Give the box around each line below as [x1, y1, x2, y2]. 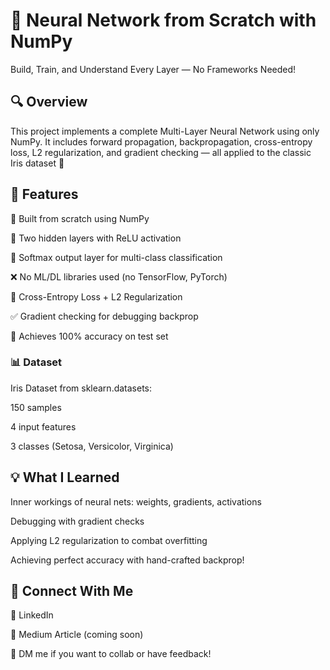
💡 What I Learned [10, 469, 120, 486]
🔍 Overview [10, 94, 88, 111]
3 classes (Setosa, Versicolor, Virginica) [10, 440, 174, 452]
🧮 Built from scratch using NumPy [10, 212, 150, 224]
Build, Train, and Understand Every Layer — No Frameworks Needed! [10, 63, 297, 75]
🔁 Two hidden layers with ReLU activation [10, 232, 182, 244]
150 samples [10, 401, 62, 413]
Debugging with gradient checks [10, 515, 145, 527]
